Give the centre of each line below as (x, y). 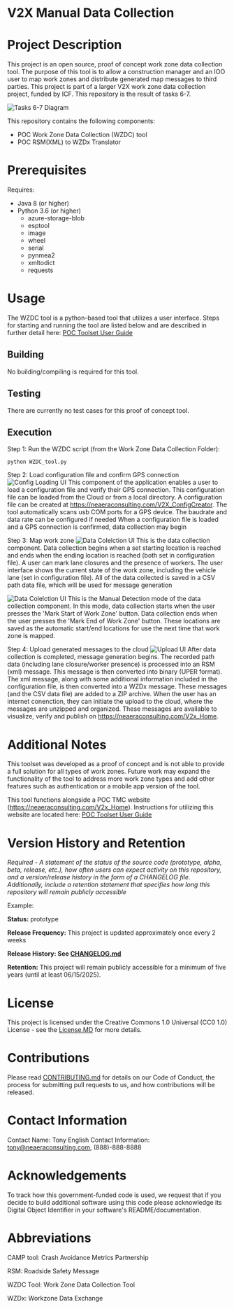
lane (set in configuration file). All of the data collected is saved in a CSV (111, 578)
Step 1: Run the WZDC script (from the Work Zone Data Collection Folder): (114, 449)
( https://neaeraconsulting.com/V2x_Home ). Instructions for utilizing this (111, 807)
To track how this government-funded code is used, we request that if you (114, 1195)
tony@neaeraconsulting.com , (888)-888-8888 (74, 1147)
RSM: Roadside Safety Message (53, 1271)
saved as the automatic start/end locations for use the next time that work (114, 628)
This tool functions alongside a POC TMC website (79, 800)
